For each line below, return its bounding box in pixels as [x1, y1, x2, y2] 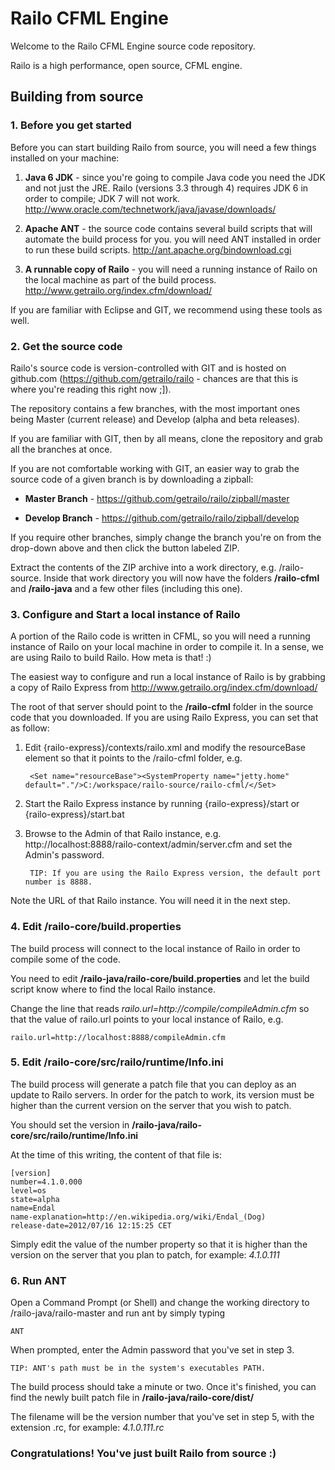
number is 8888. [24, 877, 93, 887]
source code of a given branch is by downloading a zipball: [10, 473, 254, 485]
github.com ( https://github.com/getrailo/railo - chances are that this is [10, 372, 299, 384]
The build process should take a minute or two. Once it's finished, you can [10, 1381, 317, 1393]
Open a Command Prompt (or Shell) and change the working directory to [10, 1297, 310, 1309]
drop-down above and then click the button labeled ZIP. [10, 542, 240, 554]
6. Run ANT [10, 1273, 67, 1287]
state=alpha [10, 1194, 60, 1204]
